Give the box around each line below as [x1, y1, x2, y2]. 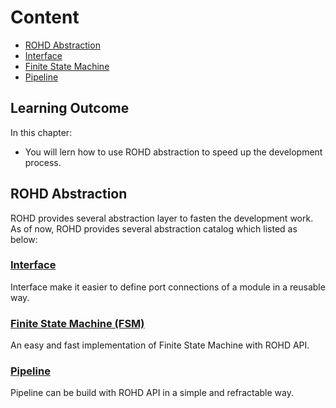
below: [10, 233, 38, 245]
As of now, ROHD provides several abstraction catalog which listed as [10, 222, 298, 235]
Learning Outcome [10, 100, 130, 117]
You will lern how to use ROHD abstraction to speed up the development [24, 146, 323, 158]
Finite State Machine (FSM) [10, 316, 145, 330]
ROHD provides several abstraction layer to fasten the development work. [10, 212, 314, 224]
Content [10, 6, 80, 29]
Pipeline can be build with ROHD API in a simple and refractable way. [10, 387, 294, 399]
